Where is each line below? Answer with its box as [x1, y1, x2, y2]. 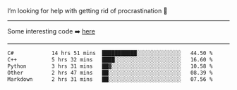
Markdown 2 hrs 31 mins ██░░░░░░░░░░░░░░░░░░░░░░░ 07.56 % [7, 75, 213, 83]
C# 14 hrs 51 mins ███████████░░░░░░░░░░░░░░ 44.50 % [7, 50, 213, 57]
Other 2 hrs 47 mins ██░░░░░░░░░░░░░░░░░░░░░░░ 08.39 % [7, 69, 213, 76]
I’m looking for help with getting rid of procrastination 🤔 [7, 7, 168, 15]
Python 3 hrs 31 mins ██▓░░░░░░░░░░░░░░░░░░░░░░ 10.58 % [7, 63, 213, 70]
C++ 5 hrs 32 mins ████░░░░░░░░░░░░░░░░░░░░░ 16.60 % [7, 56, 213, 63]
